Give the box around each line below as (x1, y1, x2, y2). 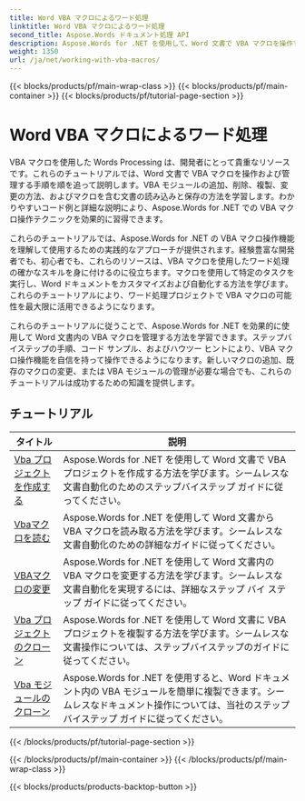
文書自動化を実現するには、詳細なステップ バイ (63, 583, 266, 596)
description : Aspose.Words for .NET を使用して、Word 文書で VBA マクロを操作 (9, 38, 293, 48)
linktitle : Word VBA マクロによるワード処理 (9, 22, 165, 31)
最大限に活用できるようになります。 (25, 301, 161, 312)
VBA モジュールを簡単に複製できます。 (101, 685, 267, 697)
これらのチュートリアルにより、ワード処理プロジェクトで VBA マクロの (9, 289, 277, 300)
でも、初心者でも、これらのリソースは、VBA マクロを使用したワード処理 (16, 255, 290, 266)
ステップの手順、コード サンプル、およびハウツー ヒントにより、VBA (16, 343, 276, 354)
